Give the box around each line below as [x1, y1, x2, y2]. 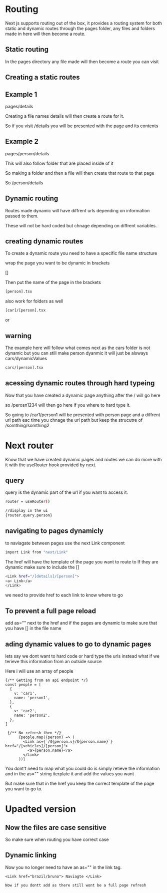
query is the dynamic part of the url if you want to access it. [5, 489, 128, 495]
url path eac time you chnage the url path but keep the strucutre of [5, 417, 143, 423]
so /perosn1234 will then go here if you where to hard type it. [5, 402, 131, 408]
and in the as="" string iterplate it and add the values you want [5, 770, 134, 777]
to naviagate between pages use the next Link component [5, 540, 125, 546]
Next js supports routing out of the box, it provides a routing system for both [5, 20, 162, 26]
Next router [5, 440, 54, 451]
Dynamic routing [5, 194, 58, 203]
